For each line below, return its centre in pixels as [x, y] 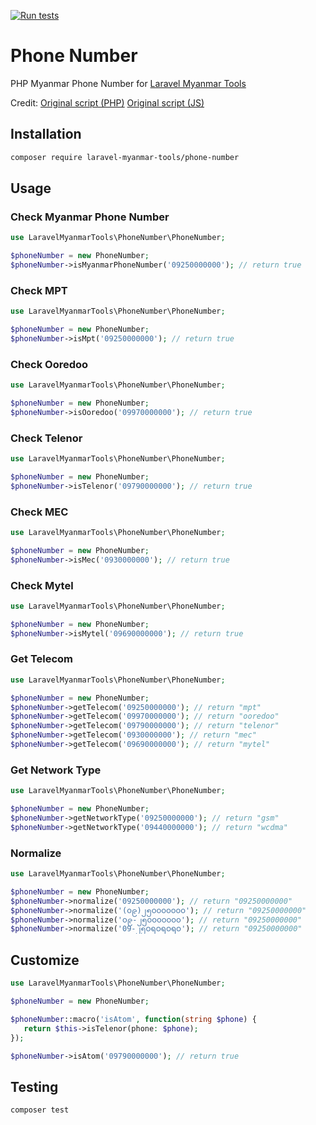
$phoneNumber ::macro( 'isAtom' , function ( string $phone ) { [133, 1019]
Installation [46, 134]
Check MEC [39, 512]
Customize [45, 960]
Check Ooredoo [49, 364]
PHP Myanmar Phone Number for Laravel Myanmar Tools [128, 83]
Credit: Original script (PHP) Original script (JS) [107, 102]
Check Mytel [42, 585]
